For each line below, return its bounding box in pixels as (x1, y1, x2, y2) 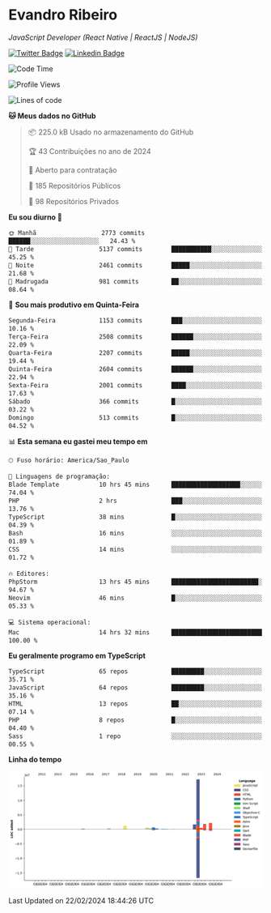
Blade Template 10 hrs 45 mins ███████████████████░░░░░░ (8, 480, 263, 488)
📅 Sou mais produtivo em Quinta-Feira (8, 300, 140, 309)
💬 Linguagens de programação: (8, 472, 111, 480)
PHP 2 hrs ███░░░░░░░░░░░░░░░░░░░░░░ (8, 497, 263, 505)
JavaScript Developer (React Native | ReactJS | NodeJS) (8, 32, 198, 42)
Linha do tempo (8, 754, 62, 764)
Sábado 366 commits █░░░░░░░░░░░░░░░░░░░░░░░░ (8, 397, 263, 406)
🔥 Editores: (8, 570, 50, 578)
